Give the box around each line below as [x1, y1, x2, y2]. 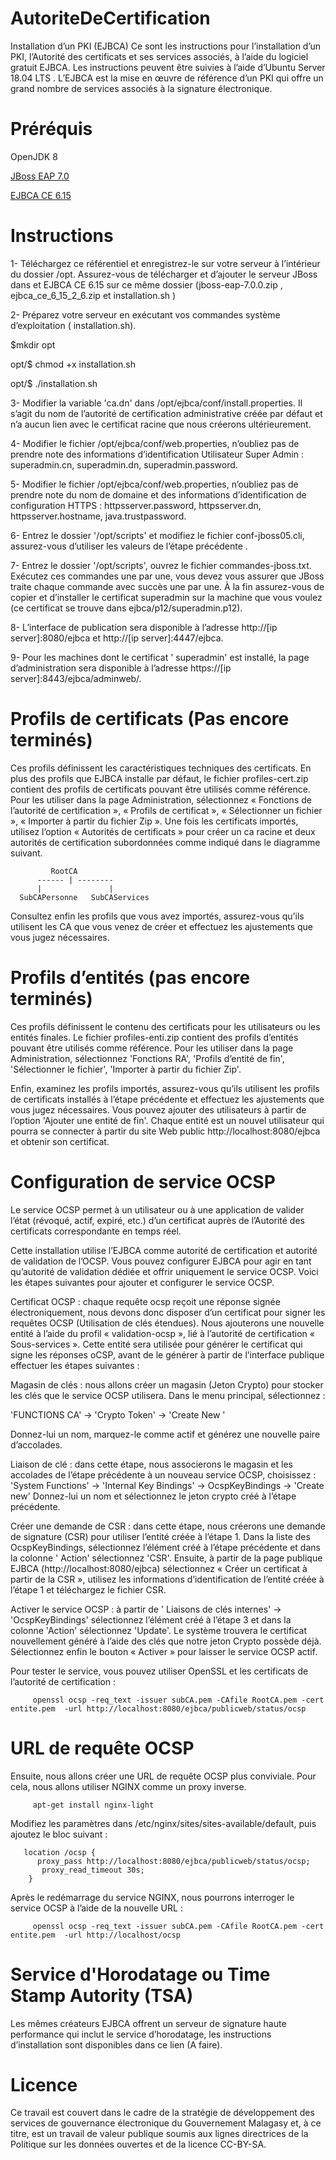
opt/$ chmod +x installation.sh [10, 358, 137, 370]
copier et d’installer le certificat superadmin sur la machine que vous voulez [10, 591, 323, 603]
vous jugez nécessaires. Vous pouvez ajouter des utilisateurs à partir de [10, 1103, 307, 1116]
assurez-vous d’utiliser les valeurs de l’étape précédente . [10, 540, 248, 552]
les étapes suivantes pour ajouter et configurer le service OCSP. [10, 1276, 275, 1288]
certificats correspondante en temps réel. [10, 1225, 182, 1237]
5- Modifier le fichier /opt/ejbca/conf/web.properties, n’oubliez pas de [10, 478, 299, 490]
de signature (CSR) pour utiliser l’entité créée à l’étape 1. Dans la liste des [10, 1530, 311, 1542]
